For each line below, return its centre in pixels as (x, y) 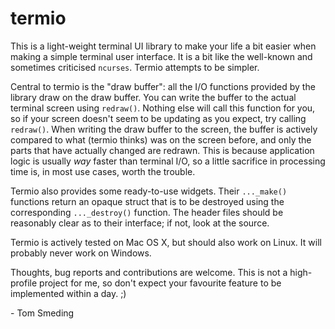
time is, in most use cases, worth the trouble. (103, 171)
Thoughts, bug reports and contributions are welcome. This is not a (149, 272)
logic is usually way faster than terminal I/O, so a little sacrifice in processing (168, 161)
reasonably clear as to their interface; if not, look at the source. (140, 223)
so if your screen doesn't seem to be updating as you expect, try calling (158, 118)
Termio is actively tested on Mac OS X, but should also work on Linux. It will (166, 242)
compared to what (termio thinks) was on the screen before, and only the (161, 139)
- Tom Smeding (42, 313)
